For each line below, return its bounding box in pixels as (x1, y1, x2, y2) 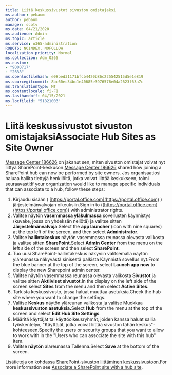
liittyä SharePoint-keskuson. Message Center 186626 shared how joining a (5, 165, 162, 171)
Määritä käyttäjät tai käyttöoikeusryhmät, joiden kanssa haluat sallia (12, 316, 156, 322)
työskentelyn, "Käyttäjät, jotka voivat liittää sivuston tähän (12, 322, 135, 328)
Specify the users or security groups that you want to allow (39, 327, 164, 333)
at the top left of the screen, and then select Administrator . (12, 229, 139, 235)
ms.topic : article (5, 36, 45, 42)
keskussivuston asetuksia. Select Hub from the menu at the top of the (12, 305, 163, 311)
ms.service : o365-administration (5, 41, 77, 46)
